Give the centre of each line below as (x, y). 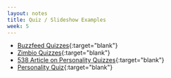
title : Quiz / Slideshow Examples (57, 20)
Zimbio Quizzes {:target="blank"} (63, 53)
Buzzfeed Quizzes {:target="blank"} (68, 46)
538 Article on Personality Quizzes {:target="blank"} (91, 60)
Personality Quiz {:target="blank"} (65, 67)
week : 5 (18, 26)
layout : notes (28, 13)
